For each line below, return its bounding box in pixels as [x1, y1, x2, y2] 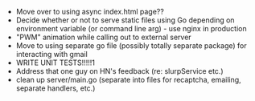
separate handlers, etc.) [15, 83, 96, 93]
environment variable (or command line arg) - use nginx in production [15, 24, 247, 33]
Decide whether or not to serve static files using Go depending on [15, 15, 235, 25]
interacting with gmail [15, 50, 88, 59]
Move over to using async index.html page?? [15, 7, 165, 16]
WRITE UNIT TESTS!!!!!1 [15, 58, 95, 67]
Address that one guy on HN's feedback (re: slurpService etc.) [15, 67, 224, 75]
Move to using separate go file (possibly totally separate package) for [15, 41, 247, 50]
